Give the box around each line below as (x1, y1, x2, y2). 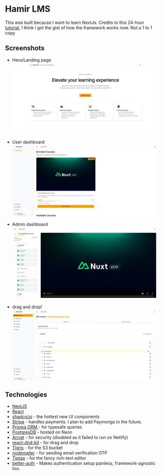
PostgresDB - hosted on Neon (12, 429, 72, 435)
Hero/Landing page (12, 57, 51, 63)
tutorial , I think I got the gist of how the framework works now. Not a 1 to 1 (5, 24, 152, 30)
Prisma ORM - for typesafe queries (12, 424, 82, 430)
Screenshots (5, 44, 45, 52)
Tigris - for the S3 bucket (12, 445, 63, 451)
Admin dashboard (12, 221, 48, 227)
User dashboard (12, 139, 45, 145)
